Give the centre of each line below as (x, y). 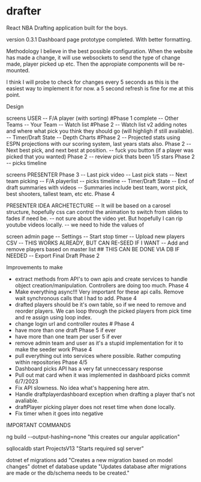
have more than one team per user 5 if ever (68, 336)
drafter (24, 11)
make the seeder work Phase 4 (53, 349)
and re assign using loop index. (53, 317)
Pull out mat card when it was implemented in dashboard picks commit (102, 375)
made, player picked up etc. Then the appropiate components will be (91, 64)
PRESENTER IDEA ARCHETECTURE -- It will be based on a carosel (88, 205)
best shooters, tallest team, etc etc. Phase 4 (61, 193)
